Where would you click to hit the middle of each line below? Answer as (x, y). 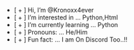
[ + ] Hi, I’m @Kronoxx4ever (54, 10)
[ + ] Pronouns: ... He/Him (51, 32)
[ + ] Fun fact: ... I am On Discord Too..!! (70, 40)
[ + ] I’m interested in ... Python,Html (66, 17)
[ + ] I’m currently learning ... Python (66, 25)
